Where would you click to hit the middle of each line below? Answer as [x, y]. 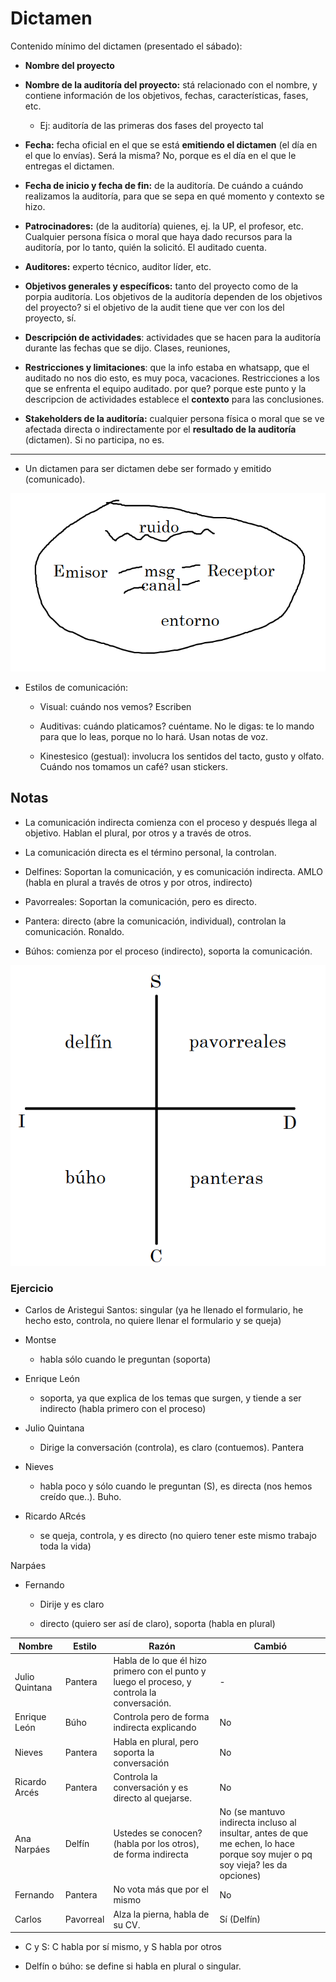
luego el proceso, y [152, 1681]
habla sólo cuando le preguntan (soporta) [125, 1359]
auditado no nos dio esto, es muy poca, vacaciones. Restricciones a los [172, 378]
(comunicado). [55, 479]
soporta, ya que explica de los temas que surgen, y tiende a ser [170, 1398]
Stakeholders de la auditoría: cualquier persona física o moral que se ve [174, 418]
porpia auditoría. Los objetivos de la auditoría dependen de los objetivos [173, 296]
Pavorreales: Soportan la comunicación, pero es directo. [140, 901]
